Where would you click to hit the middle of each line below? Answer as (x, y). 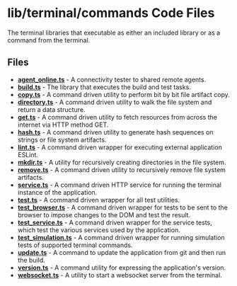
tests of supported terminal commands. (75, 245)
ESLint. (28, 154)
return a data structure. (51, 109)
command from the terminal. (49, 40)
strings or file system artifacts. (62, 139)
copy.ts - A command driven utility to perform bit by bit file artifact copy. (123, 94)
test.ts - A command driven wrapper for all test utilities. (99, 200)
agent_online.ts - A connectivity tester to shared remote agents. (112, 79)
